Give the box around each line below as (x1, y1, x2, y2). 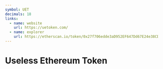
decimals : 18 (5, 12, 32, 17)
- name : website (9, 20, 42, 26)
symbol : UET (5, 7, 29, 12)
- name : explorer (9, 30, 45, 34)
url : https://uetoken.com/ (14, 25, 68, 30)
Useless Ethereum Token (5, 55, 108, 66)
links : (5, 16, 18, 21)
